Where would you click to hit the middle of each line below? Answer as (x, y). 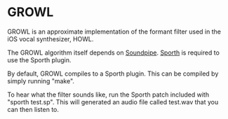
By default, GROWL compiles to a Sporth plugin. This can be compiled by (113, 73)
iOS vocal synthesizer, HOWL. (51, 38)
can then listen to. (33, 109)
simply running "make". (41, 80)
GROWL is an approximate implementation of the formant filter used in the (114, 31)
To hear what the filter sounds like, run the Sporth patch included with (108, 94)
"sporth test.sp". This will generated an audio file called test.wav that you (113, 101)
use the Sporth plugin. (39, 59)
